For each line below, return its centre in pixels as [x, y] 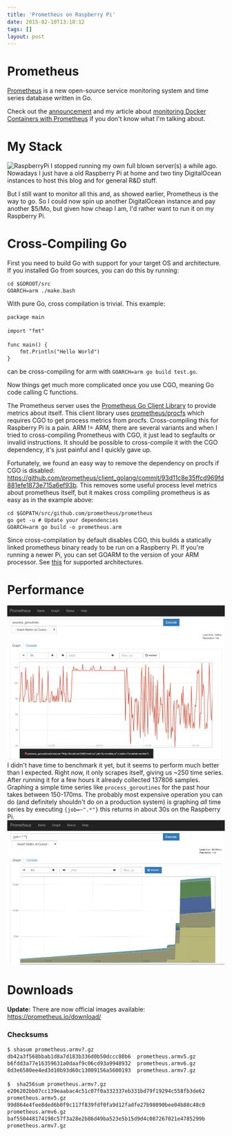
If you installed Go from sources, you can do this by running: [93, 270]
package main [26, 317]
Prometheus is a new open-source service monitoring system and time [108, 91]
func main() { [28, 345]
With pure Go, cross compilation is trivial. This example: [86, 304]
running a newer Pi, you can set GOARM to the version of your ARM [103, 555]
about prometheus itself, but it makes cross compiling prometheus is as [109, 493]
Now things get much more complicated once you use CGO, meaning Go [110, 385]
